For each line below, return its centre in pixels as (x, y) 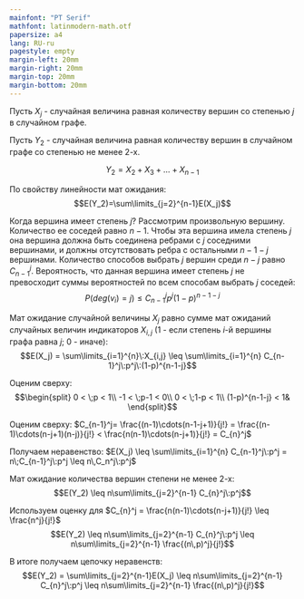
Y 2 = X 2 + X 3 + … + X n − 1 (152, 171)
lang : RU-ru (32, 43)
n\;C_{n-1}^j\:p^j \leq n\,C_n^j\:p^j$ (73, 461)
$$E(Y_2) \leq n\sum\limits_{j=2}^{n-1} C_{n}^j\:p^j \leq (152, 534)
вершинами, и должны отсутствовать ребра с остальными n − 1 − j (139, 250)
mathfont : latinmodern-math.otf (70, 26)
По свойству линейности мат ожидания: (88, 189)
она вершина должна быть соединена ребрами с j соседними (130, 240)
